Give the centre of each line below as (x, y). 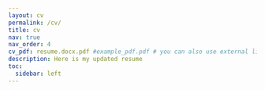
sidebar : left (38, 74)
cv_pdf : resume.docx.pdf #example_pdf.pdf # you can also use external (128, 52)
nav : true (24, 37)
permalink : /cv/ (35, 23)
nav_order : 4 (30, 45)
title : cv (24, 30)
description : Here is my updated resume (76, 59)
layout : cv (26, 15)
